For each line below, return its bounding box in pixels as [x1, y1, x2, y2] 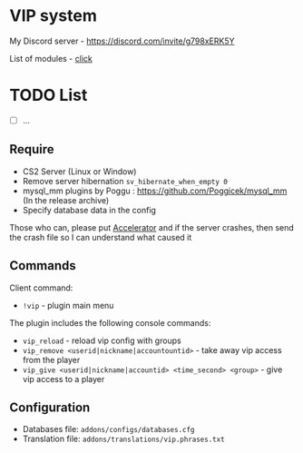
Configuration [9, 399, 91, 415]
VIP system [9, 5, 97, 26]
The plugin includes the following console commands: [9, 317, 211, 328]
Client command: [9, 282, 73, 293]
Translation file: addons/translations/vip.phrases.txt [22, 433, 225, 445]
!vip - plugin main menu [22, 300, 114, 310]
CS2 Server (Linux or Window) [22, 165, 137, 177]
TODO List [9, 85, 88, 105]
